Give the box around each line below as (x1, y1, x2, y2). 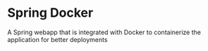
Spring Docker (7, 5, 94, 21)
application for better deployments (7, 35, 108, 43)
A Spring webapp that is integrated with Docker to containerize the (7, 28, 201, 36)
